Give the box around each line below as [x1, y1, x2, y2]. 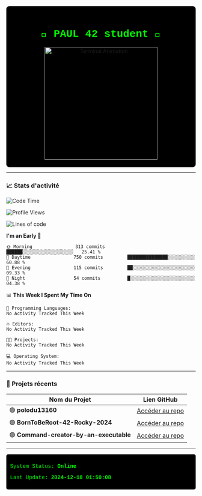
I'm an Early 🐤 [6, 232, 41, 240]
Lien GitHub [143, 395, 178, 404]
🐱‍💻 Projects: [6, 337, 39, 343]
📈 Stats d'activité [6, 181, 60, 190]
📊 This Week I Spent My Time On [6, 291, 91, 299]
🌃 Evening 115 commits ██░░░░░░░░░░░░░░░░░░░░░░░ [6, 265, 195, 271]
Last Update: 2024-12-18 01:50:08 [10, 474, 111, 481]
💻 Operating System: [6, 354, 60, 360]
